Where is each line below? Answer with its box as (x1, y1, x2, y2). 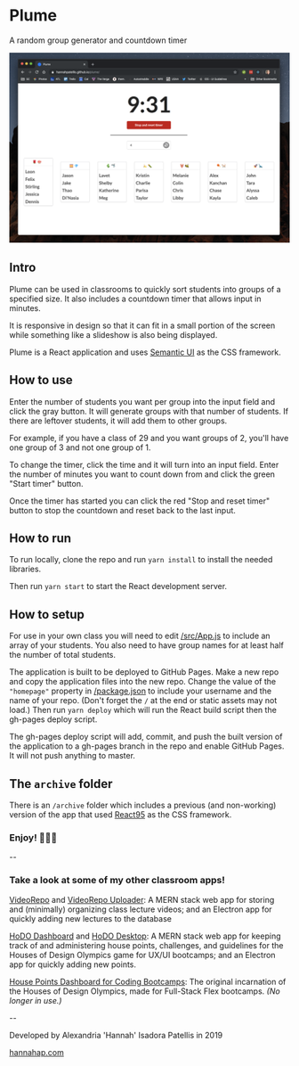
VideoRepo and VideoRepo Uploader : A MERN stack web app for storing (9, 894, 275, 905)
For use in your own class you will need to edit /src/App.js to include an (9, 630, 271, 642)
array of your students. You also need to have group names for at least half (9, 640, 285, 651)
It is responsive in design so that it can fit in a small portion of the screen (9, 320, 276, 331)
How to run (9, 531, 72, 546)
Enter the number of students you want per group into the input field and (9, 396, 276, 406)
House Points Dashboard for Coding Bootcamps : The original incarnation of (9, 976, 287, 987)
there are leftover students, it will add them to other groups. (9, 415, 228, 426)
